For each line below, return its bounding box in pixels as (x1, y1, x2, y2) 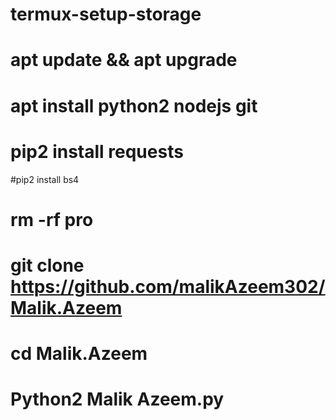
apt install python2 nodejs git (10, 94, 258, 117)
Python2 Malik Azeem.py (10, 388, 225, 411)
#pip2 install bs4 (10, 173, 80, 185)
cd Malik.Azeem (10, 343, 148, 365)
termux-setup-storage (10, 3, 202, 26)
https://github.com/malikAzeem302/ (10, 275, 326, 298)
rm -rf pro (10, 208, 94, 231)
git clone (10, 254, 85, 277)
